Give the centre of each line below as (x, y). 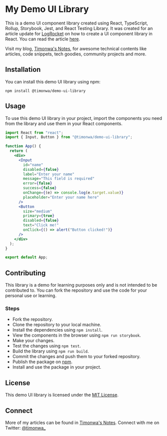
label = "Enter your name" (49, 174)
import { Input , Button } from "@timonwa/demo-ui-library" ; (69, 137)
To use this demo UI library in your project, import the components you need (84, 118)
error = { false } (38, 183)
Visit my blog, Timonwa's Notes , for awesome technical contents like (76, 48)
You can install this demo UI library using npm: (53, 81)
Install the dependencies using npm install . (57, 330)
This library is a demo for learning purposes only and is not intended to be (81, 285)
